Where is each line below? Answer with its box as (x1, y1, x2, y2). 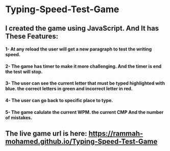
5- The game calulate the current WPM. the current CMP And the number (5, 109, 164, 115)
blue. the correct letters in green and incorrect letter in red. (5, 86, 133, 92)
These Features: (5, 32, 59, 40)
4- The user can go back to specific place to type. (5, 97, 113, 103)
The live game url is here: (5, 129, 87, 138)
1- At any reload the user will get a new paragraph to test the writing (5, 46, 152, 52)
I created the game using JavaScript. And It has (5, 24, 159, 33)
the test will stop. (5, 68, 43, 74)
